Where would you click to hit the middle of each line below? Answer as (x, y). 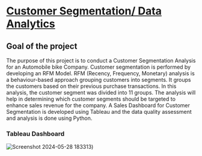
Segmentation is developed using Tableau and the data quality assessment (99, 112)
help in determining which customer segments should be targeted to (91, 99)
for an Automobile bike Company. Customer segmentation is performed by (99, 67)
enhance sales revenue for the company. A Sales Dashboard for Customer (98, 105)
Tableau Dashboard (35, 134)
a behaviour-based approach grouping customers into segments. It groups (99, 80)
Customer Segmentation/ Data (84, 11)
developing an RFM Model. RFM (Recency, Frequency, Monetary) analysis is (101, 73)
